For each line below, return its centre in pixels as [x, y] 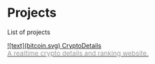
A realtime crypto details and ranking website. [78, 53]
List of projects [29, 32]
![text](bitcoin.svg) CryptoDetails [54, 45]
